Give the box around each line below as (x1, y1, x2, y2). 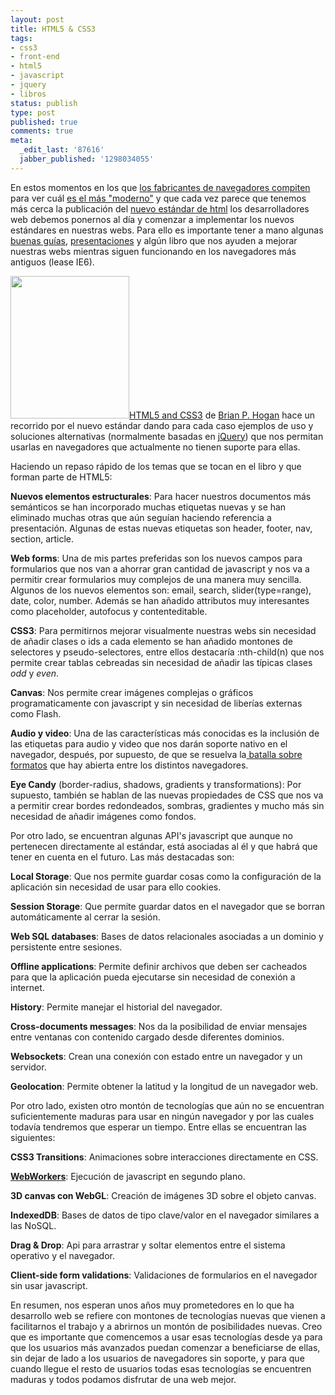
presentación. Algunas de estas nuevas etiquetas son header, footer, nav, (10, 522, 313, 534)
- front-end (10, 52, 60, 62)
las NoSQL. (10, 1219, 57, 1231)
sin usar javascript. (10, 1279, 88, 1291)
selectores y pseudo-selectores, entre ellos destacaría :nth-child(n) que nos (10, 646, 325, 658)
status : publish (10, 98, 78, 108)
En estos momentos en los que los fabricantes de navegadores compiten (10, 181, 311, 193)
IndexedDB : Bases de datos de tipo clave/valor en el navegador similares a (10, 1209, 320, 1221)
